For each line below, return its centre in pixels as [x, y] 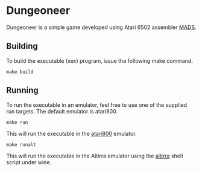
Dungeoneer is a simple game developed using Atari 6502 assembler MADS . [101, 27]
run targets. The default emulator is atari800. [62, 111]
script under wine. [29, 162]
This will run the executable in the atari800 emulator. [71, 133]
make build [20, 72]
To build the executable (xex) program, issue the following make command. [99, 60]
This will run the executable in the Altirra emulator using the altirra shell [95, 156]
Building [22, 46]
